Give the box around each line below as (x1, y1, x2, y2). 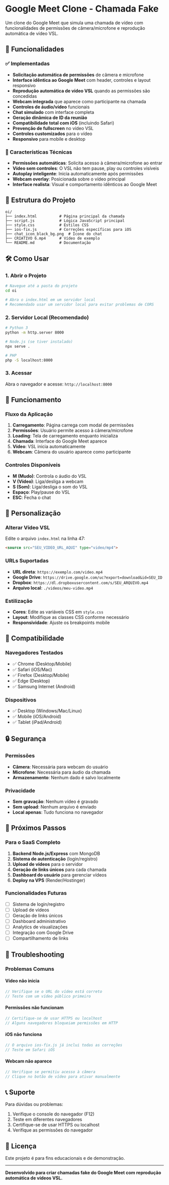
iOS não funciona (5, 1031, 42, 1037)
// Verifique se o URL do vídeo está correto (5, 989, 102, 994)
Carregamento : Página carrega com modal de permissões (12, 422, 134, 428)
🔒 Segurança (5, 734, 46, 743)
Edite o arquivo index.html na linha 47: (5, 535, 86, 542)
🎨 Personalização (5, 509, 61, 518)
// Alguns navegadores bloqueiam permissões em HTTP (5, 1020, 118, 1026)
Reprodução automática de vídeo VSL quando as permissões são (12, 88, 150, 94)
